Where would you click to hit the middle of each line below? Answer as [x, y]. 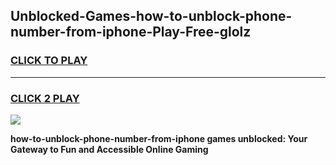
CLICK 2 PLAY [45, 98]
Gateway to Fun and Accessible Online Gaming [109, 149]
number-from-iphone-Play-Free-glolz [131, 32]
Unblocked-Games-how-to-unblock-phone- [151, 16]
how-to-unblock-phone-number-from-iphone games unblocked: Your [159, 138]
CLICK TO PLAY [49, 61]
